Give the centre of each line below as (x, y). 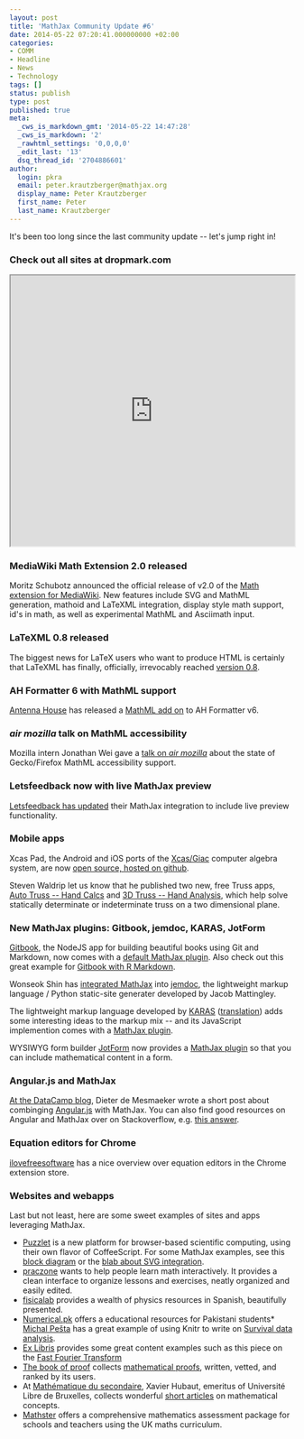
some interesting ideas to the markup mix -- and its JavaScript (125, 1021)
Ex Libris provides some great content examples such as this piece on (152, 1348)
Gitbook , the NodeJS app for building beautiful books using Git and (134, 947)
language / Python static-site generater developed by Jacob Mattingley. (143, 994)
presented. (42, 1310)
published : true (40, 110)
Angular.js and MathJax (63, 1081)
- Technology (34, 77)
